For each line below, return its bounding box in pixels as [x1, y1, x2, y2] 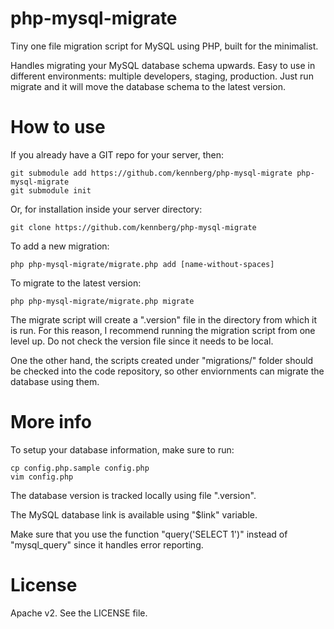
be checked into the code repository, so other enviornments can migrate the [10, 365, 325, 377]
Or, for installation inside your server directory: [10, 203, 203, 215]
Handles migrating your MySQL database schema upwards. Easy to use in [10, 59, 316, 71]
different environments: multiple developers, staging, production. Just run [10, 70, 314, 82]
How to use [10, 116, 106, 139]
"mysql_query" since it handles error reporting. [10, 538, 204, 551]
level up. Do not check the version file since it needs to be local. [10, 335, 274, 347]
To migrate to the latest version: [10, 277, 142, 289]
